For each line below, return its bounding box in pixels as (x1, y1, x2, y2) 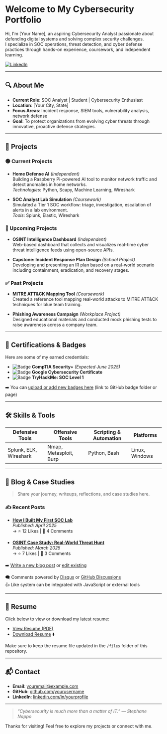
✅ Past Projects (5, 279, 44, 286)
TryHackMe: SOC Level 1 (32, 374, 84, 380)
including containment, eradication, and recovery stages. (12, 267, 129, 273)
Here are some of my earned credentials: (5, 354, 89, 360)
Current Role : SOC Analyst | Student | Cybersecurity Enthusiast (12, 97, 143, 103)
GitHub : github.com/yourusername (12, 689, 84, 695)
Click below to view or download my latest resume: (5, 616, 109, 622)
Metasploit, (47, 449, 74, 456)
